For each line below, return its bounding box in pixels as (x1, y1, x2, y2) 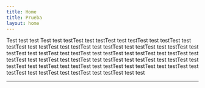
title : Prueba (6, 15, 43, 21)
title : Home (6, 8, 37, 15)
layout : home (6, 20, 40, 26)
